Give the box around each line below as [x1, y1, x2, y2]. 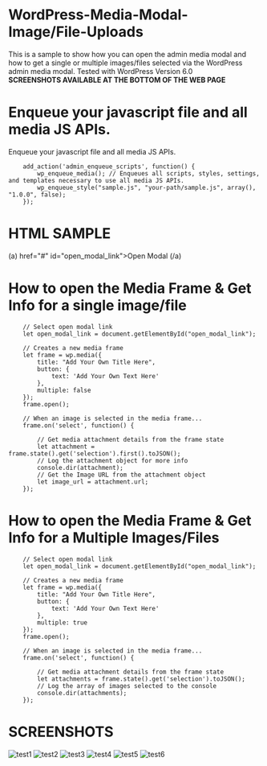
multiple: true [37, 618, 88, 627]
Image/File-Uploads [8, 23, 144, 41]
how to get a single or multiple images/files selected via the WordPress [8, 58, 243, 68]
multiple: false [37, 386, 91, 394]
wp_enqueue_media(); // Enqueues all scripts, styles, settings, [37, 169, 261, 178]
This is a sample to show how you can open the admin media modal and [8, 49, 247, 59]
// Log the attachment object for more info [37, 456, 188, 464]
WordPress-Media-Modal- [8, 6, 188, 24]
